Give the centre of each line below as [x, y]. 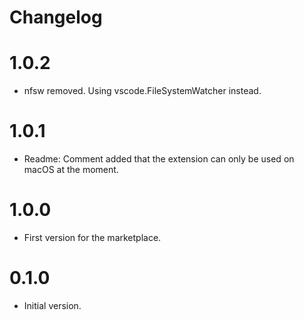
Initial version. [52, 305]
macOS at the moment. [71, 170]
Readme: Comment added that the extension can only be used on [159, 159]
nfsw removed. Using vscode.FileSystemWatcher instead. [142, 91]
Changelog [56, 17]
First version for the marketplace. [92, 237]
